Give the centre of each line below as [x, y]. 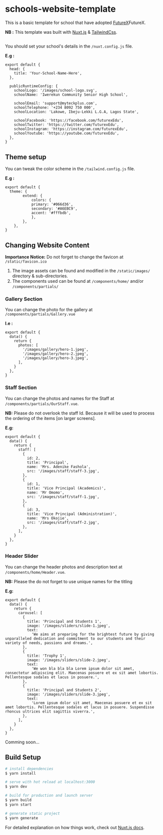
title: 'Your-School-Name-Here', [48, 74]
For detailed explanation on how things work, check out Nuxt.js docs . [75, 827]
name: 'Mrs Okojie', [48, 518]
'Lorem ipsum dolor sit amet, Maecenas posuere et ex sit [92, 703]
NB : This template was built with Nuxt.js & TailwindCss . [61, 32]
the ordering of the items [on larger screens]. [51, 418]
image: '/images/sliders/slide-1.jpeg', [69, 626]
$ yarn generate [22, 818]
